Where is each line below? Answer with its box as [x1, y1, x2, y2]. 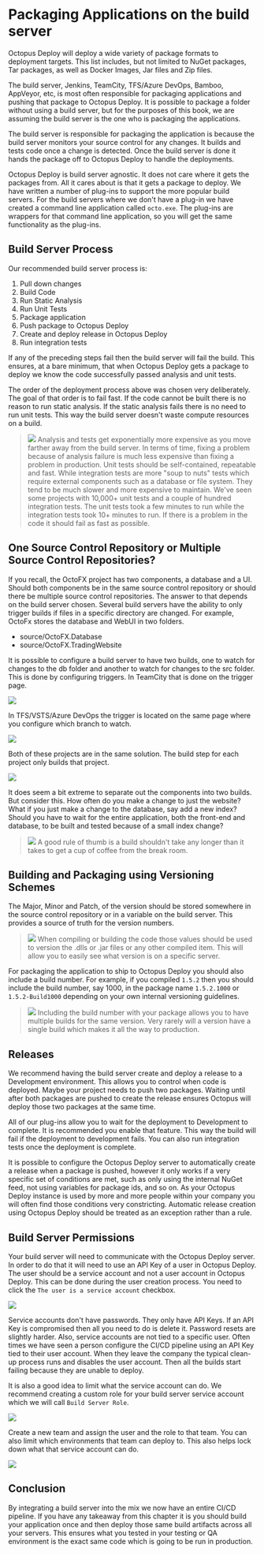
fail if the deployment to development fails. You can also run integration [8, 1134, 240, 1144]
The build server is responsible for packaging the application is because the [8, 129, 255, 139]
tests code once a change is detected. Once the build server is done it [8, 146, 236, 155]
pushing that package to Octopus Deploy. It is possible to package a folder [8, 97, 251, 106]
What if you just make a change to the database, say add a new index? [8, 804, 238, 814]
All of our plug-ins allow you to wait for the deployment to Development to [8, 1117, 248, 1127]
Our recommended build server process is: [8, 263, 147, 273]
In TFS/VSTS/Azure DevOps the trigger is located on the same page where [8, 710, 251, 720]
